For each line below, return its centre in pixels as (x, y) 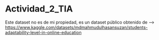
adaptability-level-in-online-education (43, 32)
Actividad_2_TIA (39, 9)
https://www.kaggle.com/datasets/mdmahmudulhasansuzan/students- (77, 27)
